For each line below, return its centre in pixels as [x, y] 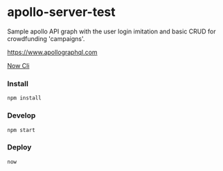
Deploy [19, 147]
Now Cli [18, 65]
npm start [21, 130]
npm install [24, 98]
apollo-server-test [61, 12]
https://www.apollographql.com [53, 52]
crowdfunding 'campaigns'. [46, 38]
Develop [21, 115]
